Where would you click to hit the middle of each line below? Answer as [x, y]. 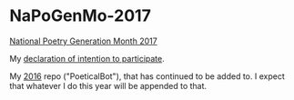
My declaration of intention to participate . [87, 58]
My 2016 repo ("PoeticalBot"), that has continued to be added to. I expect [147, 76]
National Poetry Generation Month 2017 [83, 41]
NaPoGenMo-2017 [81, 16]
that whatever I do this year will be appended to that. [108, 85]
